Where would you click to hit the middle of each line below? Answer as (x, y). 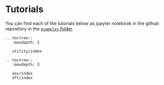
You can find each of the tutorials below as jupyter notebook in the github (82, 23)
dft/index (22, 78)
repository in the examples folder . (39, 28)
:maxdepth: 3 (26, 64)
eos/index (22, 73)
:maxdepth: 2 (26, 42)
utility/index (27, 51)
